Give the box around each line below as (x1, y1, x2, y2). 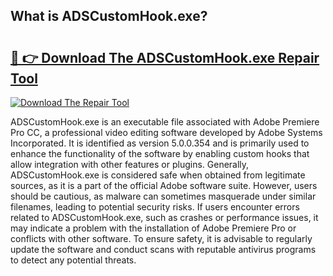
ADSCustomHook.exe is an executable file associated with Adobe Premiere (10, 116, 320, 128)
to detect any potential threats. (10, 254, 137, 266)
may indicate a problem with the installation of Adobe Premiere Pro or (10, 222, 297, 234)
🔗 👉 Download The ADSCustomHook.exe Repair (10, 49, 320, 66)
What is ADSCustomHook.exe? (10, 8, 208, 25)
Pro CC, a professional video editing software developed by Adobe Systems (10, 127, 323, 138)
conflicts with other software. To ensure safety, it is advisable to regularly (10, 233, 313, 244)
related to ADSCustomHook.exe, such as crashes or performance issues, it (10, 212, 319, 223)
